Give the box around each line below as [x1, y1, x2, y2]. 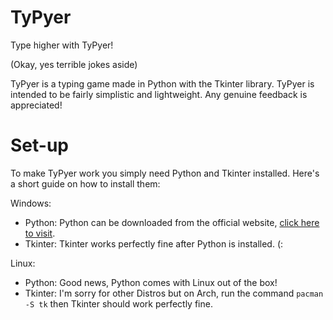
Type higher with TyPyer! [10, 39, 114, 51]
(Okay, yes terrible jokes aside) [10, 58, 138, 70]
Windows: [10, 197, 52, 209]
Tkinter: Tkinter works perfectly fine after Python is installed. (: [24, 237, 284, 250]
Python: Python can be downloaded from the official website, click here [24, 216, 320, 228]
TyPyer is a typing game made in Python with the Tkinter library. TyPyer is [10, 77, 315, 90]
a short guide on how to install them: [10, 177, 161, 190]
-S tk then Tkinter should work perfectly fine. [24, 297, 213, 310]
